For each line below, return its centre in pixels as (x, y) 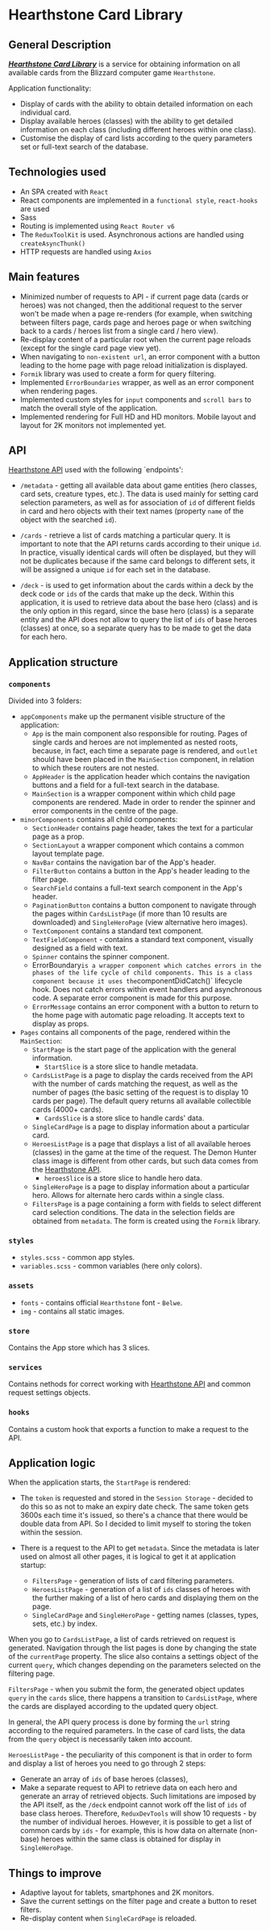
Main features (44, 277)
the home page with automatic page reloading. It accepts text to (138, 1016)
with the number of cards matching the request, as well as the (135, 1084)
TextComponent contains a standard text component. (118, 931)
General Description (60, 45)
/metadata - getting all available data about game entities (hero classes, (138, 485)
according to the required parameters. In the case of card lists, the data (127, 1731)
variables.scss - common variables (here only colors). (111, 1266)
